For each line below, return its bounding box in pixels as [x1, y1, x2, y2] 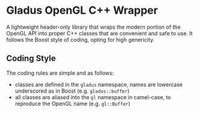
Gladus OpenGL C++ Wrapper [6, 4, 158, 17]
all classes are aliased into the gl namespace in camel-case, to [14, 93, 171, 100]
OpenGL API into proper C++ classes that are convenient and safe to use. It [6, 29, 193, 36]
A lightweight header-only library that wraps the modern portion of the [6, 23, 181, 30]
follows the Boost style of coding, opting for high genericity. [6, 36, 155, 43]
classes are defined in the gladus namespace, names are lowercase [14, 81, 183, 88]
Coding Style [6, 53, 56, 63]
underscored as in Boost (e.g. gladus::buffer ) [14, 87, 130, 94]
